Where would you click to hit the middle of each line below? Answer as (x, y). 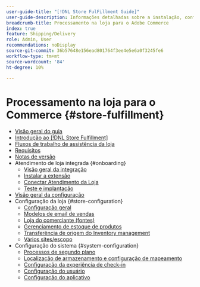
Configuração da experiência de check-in (75, 265)
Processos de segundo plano (60, 252)
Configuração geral (47, 207)
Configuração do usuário (54, 271)
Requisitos (28, 151)
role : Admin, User (29, 39)
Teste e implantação (49, 188)
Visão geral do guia (38, 132)
